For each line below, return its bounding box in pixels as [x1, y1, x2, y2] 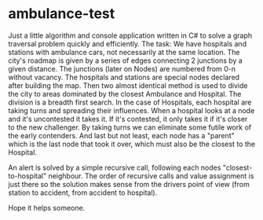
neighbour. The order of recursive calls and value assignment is [48, 170, 254, 181]
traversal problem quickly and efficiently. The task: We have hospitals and [8, 38, 247, 48]
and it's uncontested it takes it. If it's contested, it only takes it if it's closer [8, 114, 248, 123]
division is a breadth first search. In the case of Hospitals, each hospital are [8, 97, 252, 107]
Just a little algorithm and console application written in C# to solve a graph [8, 31, 253, 40]
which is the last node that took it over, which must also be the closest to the [8, 139, 256, 148]
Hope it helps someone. [8, 203, 86, 212]
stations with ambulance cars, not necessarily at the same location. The [8, 47, 241, 57]
